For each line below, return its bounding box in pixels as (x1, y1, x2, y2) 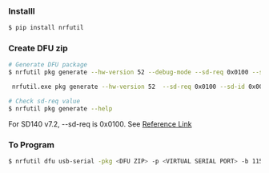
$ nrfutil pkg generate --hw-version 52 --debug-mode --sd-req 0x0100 (8, 68, 249, 77)
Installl (8, 6, 35, 17)
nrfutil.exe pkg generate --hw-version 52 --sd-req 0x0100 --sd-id (11, 82, 246, 91)
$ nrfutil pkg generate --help (8, 104, 113, 113)
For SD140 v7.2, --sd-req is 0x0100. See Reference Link (8, 119, 192, 129)
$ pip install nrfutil (8, 24, 84, 32)
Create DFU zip (8, 42, 68, 54)
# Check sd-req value (8, 98, 81, 106)
